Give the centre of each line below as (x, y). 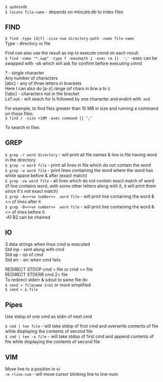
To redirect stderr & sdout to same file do (46, 280)
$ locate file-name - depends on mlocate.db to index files (64, 12)
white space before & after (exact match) (46, 175)
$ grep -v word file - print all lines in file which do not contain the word (78, 165)
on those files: (19, 113)
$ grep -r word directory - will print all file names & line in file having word (81, 154)
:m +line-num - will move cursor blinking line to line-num (62, 374)
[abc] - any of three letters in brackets (43, 83)
